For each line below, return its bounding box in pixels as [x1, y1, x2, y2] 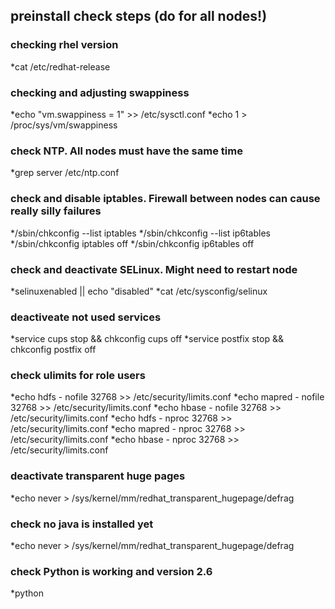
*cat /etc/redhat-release [10, 60, 111, 73]
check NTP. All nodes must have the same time [10, 144, 243, 158]
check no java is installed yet [10, 517, 154, 531]
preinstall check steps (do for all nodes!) [10, 8, 268, 25]
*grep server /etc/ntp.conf [10, 167, 120, 179]
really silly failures [10, 204, 102, 218]
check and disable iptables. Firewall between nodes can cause [10, 192, 321, 206]
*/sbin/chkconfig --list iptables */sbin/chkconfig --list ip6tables [10, 227, 271, 239]
